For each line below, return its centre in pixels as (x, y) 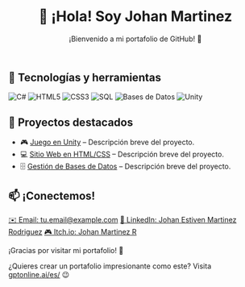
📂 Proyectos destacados (71, 122)
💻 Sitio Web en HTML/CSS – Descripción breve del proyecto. (122, 154)
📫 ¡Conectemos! (52, 195)
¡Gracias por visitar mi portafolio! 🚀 (66, 250)
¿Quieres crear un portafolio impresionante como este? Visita (110, 266)
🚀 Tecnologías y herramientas (85, 77)
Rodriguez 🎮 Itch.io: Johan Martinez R (73, 231)
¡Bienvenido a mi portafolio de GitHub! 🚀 (135, 39)
